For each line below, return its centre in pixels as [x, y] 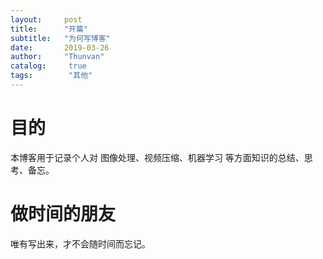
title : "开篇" [49, 29]
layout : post [46, 19]
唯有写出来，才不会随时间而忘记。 [80, 243]
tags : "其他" [51, 76]
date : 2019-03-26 [60, 47]
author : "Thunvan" [57, 57]
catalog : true [48, 66]
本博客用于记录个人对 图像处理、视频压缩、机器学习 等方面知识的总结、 [157, 157]
